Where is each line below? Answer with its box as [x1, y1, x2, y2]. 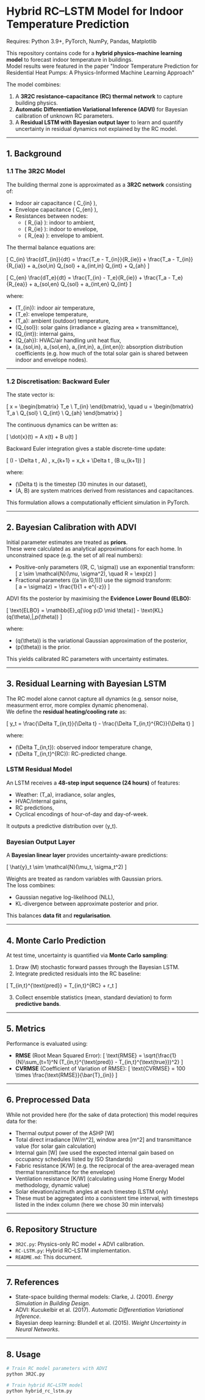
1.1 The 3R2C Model [6, 167, 66, 176]
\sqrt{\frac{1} [143, 1051, 177, 1059]
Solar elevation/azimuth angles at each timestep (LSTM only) [15, 1188, 169, 1195]
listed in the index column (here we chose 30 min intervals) [15, 1201, 164, 1208]
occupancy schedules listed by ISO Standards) [15, 1155, 133, 1163]
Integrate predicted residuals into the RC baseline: [15, 970, 142, 977]
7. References [6, 1277, 59, 1287]
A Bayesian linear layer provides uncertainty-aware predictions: [6, 852, 168, 859]
